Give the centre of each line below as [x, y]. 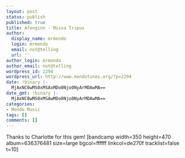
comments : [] [22, 121]
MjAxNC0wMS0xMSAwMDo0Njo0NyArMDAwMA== [59, 98]
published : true [26, 22]
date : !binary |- [27, 83]
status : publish [26, 17]
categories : [20, 104]
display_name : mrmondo [39, 39]
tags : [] [17, 115]
